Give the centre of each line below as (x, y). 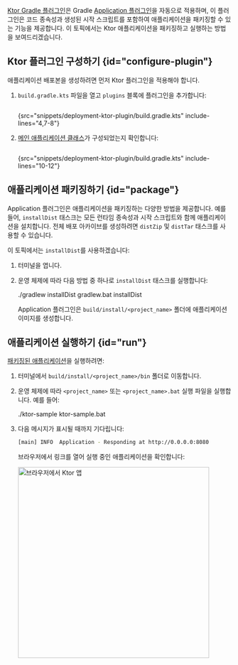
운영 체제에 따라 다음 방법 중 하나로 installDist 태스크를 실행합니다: (113, 280)
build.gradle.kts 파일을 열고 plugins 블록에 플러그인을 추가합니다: (112, 95)
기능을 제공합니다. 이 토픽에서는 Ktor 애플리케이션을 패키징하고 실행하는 (114, 28)
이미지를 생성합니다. (45, 318)
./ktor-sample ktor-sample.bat (61, 414)
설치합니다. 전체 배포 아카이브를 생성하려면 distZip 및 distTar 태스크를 (119, 226)
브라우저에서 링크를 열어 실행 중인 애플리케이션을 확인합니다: (101, 457)
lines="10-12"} (39, 166)
